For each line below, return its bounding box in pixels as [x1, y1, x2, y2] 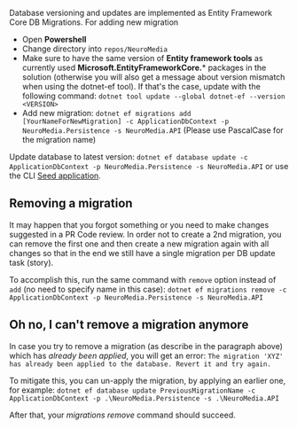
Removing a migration [9, 196, 133, 211]
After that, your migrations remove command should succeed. [9, 409, 237, 420]
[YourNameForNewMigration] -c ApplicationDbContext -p [21, 117, 230, 126]
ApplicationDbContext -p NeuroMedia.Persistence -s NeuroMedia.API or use [9, 161, 289, 171]
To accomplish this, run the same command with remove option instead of [9, 274, 277, 285]
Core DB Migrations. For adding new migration [9, 17, 179, 27]
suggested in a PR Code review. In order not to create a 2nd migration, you [9, 229, 282, 239]
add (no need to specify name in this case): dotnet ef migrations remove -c [9, 284, 287, 294]
